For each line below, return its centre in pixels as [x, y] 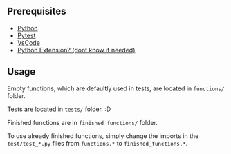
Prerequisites [37, 11]
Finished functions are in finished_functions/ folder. [82, 122]
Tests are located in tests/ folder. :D [59, 109]
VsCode [28, 42]
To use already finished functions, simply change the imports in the [103, 136]
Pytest [26, 35]
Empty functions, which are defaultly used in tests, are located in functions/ [116, 88]
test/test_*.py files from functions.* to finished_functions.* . [98, 143]
